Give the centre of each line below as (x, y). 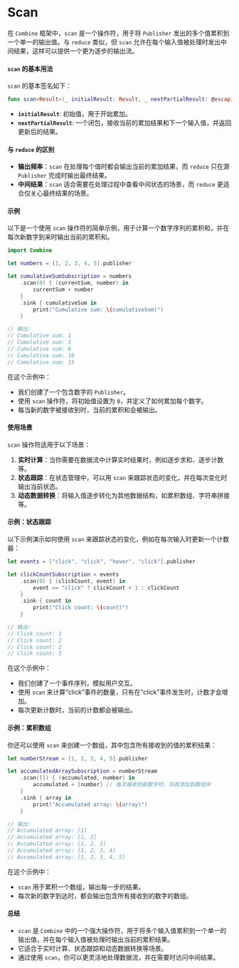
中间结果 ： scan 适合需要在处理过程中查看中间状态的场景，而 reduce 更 (121, 184)
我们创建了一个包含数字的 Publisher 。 (74, 392)
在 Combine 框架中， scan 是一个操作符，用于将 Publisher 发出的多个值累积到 (118, 33)
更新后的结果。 (39, 132)
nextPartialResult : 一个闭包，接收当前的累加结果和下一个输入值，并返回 (124, 123)
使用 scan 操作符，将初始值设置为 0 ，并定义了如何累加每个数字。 (112, 401)
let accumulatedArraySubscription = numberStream (83, 771)
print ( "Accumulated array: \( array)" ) (90, 804)
